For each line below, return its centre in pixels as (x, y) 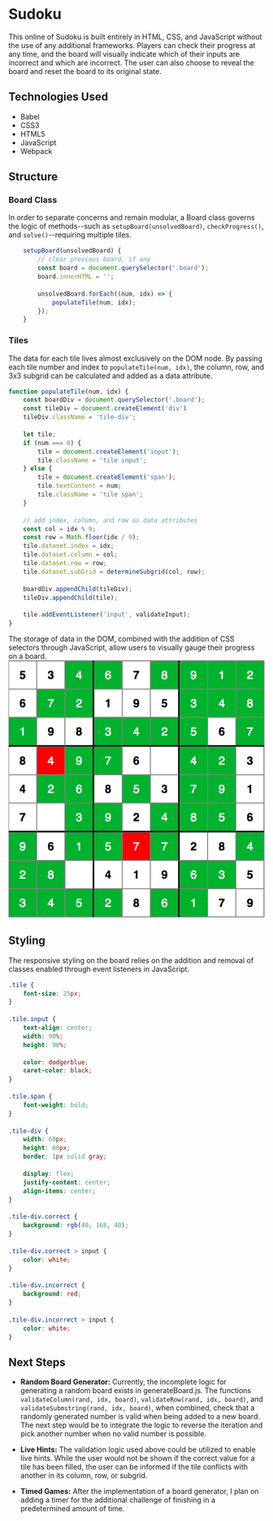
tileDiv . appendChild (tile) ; (70, 598)
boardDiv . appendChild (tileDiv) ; (78, 589)
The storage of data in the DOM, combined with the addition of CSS (121, 639)
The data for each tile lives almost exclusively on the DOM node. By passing (135, 358)
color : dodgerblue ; (56, 1062)
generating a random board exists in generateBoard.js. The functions (136, 1391)
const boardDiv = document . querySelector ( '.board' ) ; (114, 400)
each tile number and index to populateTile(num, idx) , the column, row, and (136, 366)
